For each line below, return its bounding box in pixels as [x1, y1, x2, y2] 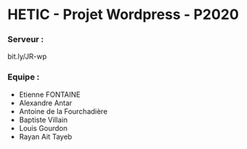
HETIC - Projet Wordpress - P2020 [7, 6, 239, 24]
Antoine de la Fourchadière [18, 106, 108, 116]
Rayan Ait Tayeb [18, 132, 72, 141]
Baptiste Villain [18, 115, 68, 124]
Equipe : [7, 71, 41, 82]
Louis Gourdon [18, 123, 68, 132]
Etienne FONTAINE [18, 90, 81, 99]
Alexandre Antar [18, 97, 72, 108]
